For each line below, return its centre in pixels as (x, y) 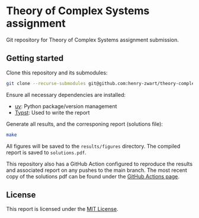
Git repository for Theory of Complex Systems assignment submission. (93, 40)
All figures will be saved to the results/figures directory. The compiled (93, 146)
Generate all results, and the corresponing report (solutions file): (84, 124)
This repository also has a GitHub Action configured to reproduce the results (99, 164)
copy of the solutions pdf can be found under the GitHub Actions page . (93, 176)
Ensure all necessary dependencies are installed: (66, 95)
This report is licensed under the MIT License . (62, 209)
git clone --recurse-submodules (46, 83)
